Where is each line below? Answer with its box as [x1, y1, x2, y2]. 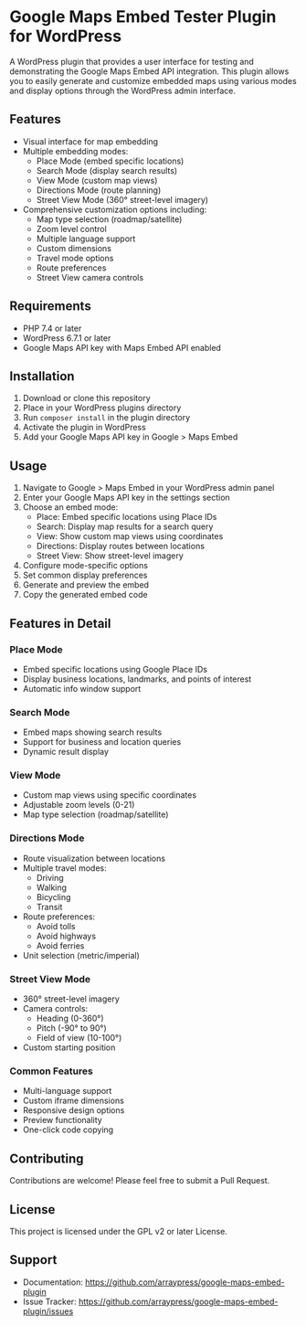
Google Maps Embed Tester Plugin [9, 6, 277, 27]
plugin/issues [22, 1305, 74, 1317]
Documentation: [22, 1277, 84, 1288]
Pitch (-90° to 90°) [36, 1023, 107, 1034]
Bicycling [36, 891, 71, 902]
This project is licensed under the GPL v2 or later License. [9, 1225, 228, 1236]
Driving [36, 872, 64, 883]
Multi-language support [22, 1086, 112, 1097]
